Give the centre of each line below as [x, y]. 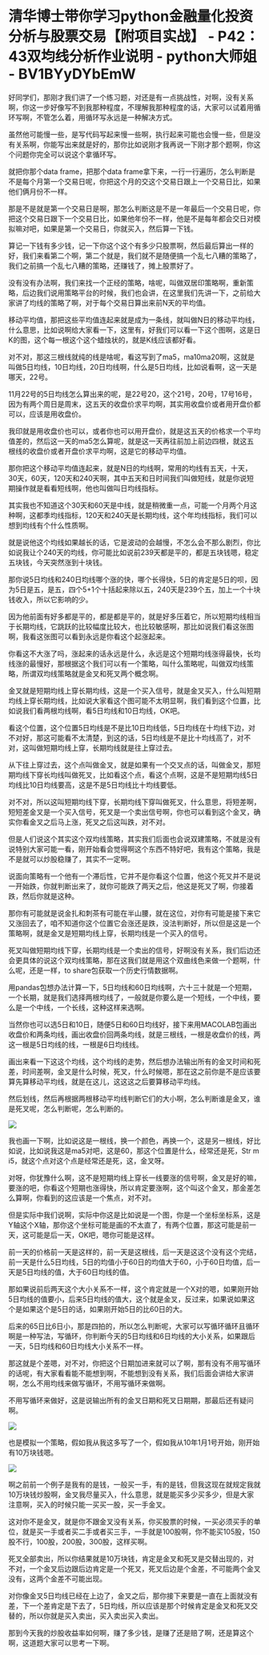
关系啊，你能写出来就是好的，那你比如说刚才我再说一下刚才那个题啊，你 [134, 144]
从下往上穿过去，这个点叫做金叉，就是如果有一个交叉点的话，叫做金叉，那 [131, 765]
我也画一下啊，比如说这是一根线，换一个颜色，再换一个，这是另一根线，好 [131, 1140]
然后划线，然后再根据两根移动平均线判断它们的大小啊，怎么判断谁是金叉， [131, 1099]
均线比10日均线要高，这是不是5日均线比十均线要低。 [95, 785]
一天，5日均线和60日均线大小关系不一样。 [78, 1346]
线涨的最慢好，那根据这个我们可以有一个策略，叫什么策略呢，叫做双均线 [127, 663]
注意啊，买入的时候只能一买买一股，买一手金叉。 [89, 1504]
